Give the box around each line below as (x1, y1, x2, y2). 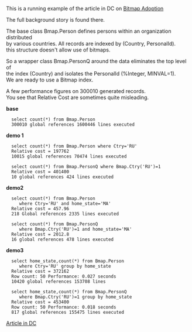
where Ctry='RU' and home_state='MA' (19, 201, 111, 207)
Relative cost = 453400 (11, 299, 69, 305)
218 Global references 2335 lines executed (11, 211, 119, 217)
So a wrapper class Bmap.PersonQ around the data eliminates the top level (6, 58, 187, 64)
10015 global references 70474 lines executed (11, 153, 127, 159)
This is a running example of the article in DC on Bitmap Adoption (6, 5, 164, 12)
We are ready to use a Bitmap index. (6, 76, 94, 83)
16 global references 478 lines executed (11, 237, 114, 242)
